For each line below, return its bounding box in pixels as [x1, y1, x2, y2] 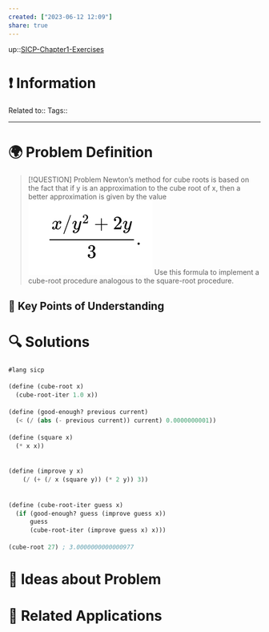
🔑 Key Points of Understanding [8, 299, 165, 312]
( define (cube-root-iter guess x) [8, 501, 124, 509]
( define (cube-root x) [8, 383, 84, 391]
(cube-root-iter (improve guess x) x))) [29, 526, 167, 534]
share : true [8, 21, 48, 30]
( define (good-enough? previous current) [8, 409, 149, 417]
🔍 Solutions [8, 332, 90, 351]
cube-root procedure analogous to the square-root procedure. [27, 276, 235, 286]
